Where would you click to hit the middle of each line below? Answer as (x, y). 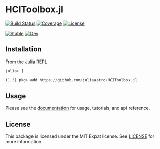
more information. (24, 142)
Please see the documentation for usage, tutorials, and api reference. (78, 108)
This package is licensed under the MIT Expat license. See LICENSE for (80, 136)
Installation (23, 49)
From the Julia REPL (26, 62)
